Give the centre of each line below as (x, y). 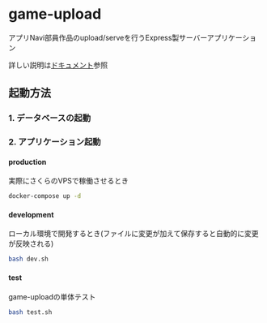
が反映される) (31, 243)
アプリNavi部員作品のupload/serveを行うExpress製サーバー (108, 37)
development (31, 214)
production (28, 161)
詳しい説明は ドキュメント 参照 (58, 65)
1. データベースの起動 (50, 118)
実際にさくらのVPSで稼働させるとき (69, 181)
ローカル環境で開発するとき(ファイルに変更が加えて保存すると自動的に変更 (133, 234)
